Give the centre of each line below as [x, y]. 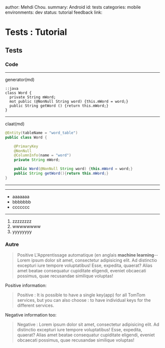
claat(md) [15, 124]
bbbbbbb [21, 202]
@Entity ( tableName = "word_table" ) [41, 133]
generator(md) [20, 79]
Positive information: [26, 286]
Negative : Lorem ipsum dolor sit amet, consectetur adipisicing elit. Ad [88, 324]
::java [12, 88]
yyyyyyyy [22, 232]
